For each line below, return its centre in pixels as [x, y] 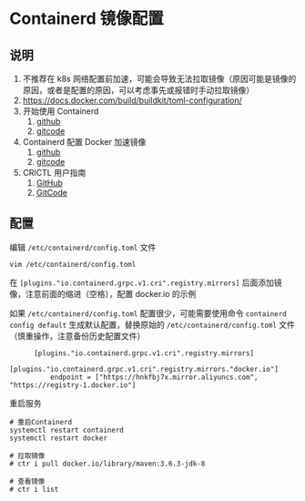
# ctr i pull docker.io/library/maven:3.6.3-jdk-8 [107, 464]
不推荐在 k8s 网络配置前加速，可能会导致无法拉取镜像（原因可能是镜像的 [159, 79]
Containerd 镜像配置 [86, 19]
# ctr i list [34, 489]
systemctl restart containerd [67, 430]
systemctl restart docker [58, 438]
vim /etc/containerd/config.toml [73, 264]
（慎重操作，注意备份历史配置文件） [77, 336]
